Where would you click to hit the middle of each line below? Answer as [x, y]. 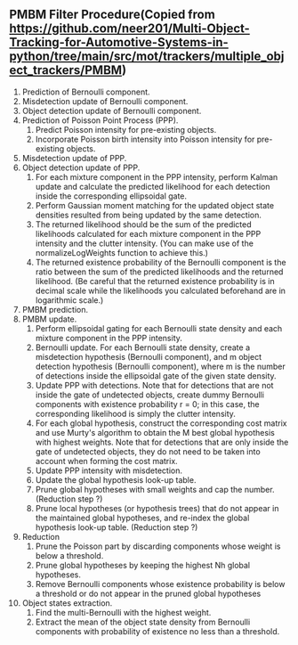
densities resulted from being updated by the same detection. [149, 215]
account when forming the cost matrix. [106, 461]
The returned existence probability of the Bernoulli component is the [161, 262]
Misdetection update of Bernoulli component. [105, 101]
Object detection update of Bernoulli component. [112, 110]
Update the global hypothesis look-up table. [116, 479]
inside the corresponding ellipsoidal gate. [111, 196]
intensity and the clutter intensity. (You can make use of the [144, 243]
